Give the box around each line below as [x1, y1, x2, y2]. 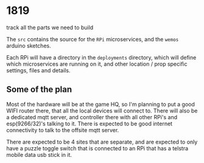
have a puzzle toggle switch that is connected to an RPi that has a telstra [6, 144, 189, 152]
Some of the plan [6, 85, 72, 95]
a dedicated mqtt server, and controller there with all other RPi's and [6, 113, 178, 120]
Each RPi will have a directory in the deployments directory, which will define [6, 54, 197, 61]
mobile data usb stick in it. [6, 151, 72, 158]
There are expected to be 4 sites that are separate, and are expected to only [6, 138, 198, 145]
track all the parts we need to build [6, 24, 94, 31]
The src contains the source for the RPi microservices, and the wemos [6, 35, 179, 43]
